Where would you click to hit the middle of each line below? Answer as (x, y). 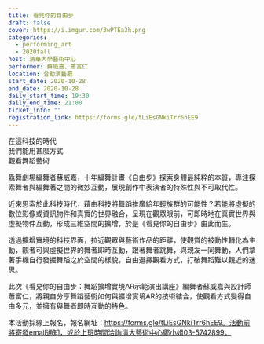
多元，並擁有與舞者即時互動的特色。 (73, 306)
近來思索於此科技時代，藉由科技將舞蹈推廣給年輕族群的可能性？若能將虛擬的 (132, 203)
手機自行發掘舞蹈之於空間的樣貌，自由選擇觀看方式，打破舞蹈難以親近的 (132, 259)
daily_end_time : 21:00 (45, 103)
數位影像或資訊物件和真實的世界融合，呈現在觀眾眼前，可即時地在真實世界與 (132, 214)
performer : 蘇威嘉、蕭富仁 (48, 67)
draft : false (29, 23)
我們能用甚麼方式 (36, 151)
